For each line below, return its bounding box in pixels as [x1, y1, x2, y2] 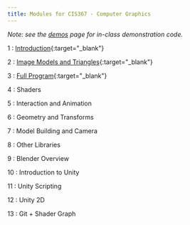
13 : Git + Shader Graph [7, 209, 76, 218]
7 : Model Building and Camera [7, 126, 98, 135]
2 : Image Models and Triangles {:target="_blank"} [7, 58, 153, 66]
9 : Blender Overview [7, 154, 70, 162]
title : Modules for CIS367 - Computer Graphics [7, 10, 152, 18]
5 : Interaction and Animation [7, 99, 93, 108]
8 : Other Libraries [7, 140, 60, 149]
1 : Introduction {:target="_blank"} [7, 43, 105, 52]
